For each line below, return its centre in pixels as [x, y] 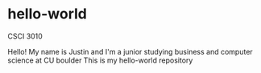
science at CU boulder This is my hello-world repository [100, 60]
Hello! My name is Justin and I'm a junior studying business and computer [130, 51]
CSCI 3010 [25, 36]
